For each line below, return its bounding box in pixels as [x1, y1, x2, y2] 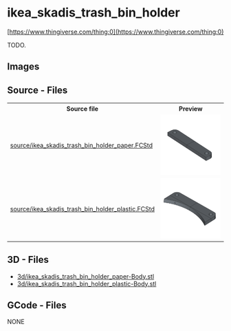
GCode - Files [7, 299, 67, 311]
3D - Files [7, 254, 49, 266]
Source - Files [7, 84, 68, 96]
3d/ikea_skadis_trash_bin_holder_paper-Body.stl [16, 272, 155, 280]
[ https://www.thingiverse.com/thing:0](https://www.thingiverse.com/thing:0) [7, 28, 224, 36]
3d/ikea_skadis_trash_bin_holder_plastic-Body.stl [16, 279, 157, 288]
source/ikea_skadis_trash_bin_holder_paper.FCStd [10, 141, 153, 149]
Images [7, 61, 40, 73]
